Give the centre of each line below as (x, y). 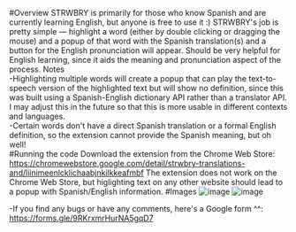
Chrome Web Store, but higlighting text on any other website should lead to (146, 182)
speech (23, 88)
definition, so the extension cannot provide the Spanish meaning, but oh (140, 135)
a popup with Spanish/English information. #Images (103, 191)
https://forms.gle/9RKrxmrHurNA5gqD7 (81, 218)
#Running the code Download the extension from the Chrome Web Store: (142, 154)
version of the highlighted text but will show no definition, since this (161, 88)
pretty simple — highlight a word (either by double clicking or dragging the (145, 31)
